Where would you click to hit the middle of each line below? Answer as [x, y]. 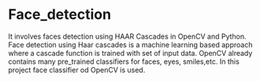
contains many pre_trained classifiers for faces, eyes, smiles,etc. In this [124, 61]
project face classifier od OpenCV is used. [77, 69]
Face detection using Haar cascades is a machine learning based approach [130, 44]
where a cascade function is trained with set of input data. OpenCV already [130, 53]
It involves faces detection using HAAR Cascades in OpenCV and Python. [127, 36]
